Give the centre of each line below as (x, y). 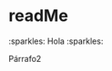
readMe (39, 16)
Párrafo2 (25, 58)
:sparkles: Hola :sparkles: (56, 41)
